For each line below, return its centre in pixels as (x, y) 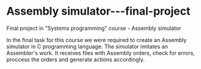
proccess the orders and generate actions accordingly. (76, 59)
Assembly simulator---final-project (98, 11)
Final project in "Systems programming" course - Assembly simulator (94, 28)
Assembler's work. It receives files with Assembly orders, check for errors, (100, 53)
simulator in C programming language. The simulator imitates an (87, 46)
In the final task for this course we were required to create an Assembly (97, 40)
